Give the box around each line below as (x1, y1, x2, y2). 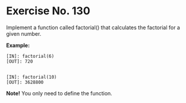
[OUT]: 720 (6, 58, 33, 64)
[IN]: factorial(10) (6, 74, 58, 80)
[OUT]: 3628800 (6, 79, 44, 85)
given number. (6, 30, 42, 37)
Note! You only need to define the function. (6, 89, 113, 96)
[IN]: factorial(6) (6, 53, 55, 59)
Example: (6, 42, 30, 49)
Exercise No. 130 (6, 4, 90, 18)
